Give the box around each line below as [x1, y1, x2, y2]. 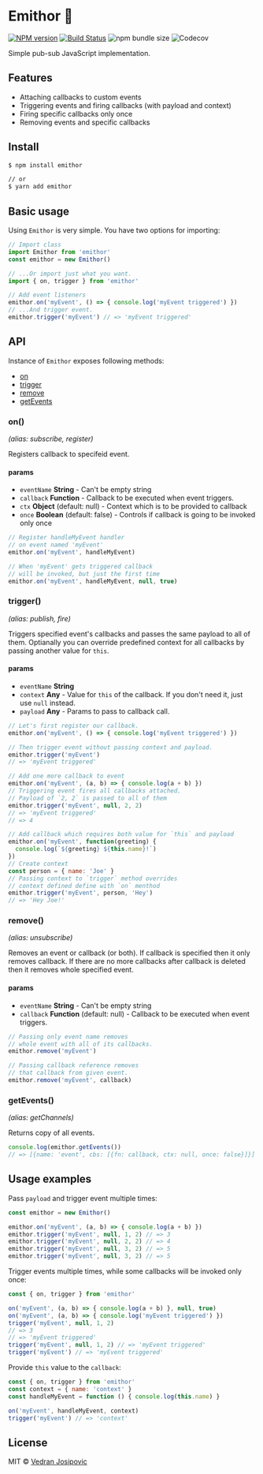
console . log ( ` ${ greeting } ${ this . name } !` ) [15, 845, 157, 853]
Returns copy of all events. [8, 1128, 95, 1138]
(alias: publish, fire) [8, 614, 71, 623]
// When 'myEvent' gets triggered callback [8, 562, 154, 570]
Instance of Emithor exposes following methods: [8, 356, 165, 365]
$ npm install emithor [8, 161, 83, 169]
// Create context [8, 860, 69, 868]
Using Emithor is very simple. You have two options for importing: [8, 226, 220, 235]
